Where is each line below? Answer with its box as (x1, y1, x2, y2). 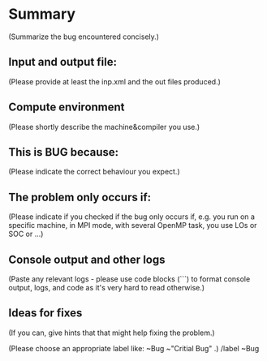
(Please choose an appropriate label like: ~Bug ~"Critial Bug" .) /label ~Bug (8, 343, 260, 353)
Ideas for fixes (8, 306, 83, 320)
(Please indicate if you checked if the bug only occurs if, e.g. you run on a (8, 212, 256, 221)
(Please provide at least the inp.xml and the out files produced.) (8, 76, 222, 86)
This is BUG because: (8, 145, 119, 159)
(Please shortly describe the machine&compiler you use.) (8, 122, 200, 131)
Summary (8, 5, 75, 24)
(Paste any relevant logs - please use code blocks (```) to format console (8, 274, 251, 284)
